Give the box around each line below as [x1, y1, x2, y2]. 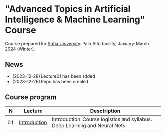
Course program [5, 93, 57, 101]
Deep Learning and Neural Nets [51, 122, 125, 129]
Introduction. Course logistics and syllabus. [51, 116, 152, 123]
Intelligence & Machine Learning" [5, 14, 145, 25]
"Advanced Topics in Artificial [5, 3, 131, 15]
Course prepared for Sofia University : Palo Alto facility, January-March [5, 40, 149, 46]
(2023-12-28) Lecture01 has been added [12, 73, 95, 79]
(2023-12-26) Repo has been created [12, 78, 89, 84]
